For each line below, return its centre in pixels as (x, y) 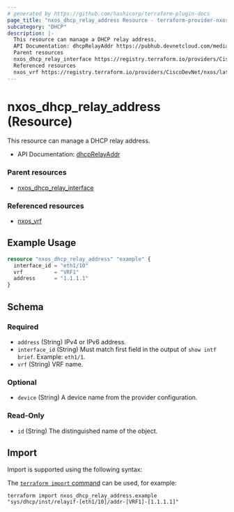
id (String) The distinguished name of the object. (87, 431)
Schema (25, 307)
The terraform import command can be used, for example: (92, 483)
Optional (22, 382)
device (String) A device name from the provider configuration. (107, 397)
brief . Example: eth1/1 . (51, 356)
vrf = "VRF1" (46, 272)
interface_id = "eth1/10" (51, 265)
